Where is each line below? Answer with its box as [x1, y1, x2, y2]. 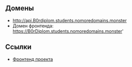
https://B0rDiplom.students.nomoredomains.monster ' [12, 28, 124, 34]
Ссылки [5, 43, 32, 51]
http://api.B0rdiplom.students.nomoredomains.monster [12, 17, 127, 23]
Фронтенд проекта [12, 56, 53, 62]
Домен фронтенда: [12, 23, 54, 29]
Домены [5, 4, 34, 13]
